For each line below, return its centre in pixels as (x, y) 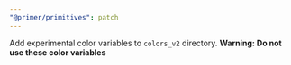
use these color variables (58, 52)
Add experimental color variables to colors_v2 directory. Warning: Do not (145, 43)
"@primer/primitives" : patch (64, 17)
